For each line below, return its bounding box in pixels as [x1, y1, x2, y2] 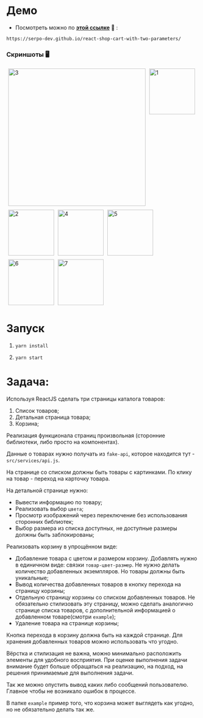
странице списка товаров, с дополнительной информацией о [15, 607, 176, 614]
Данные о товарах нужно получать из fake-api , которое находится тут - [6, 450, 195, 458]
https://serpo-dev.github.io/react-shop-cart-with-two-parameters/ [6, 35, 182, 42]
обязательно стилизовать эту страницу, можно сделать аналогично [15, 600, 193, 607]
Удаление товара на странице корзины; [15, 620, 119, 627]
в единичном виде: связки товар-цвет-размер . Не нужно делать [15, 561, 180, 568]
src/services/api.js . [6, 457, 60, 464]
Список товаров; [15, 407, 60, 415]
